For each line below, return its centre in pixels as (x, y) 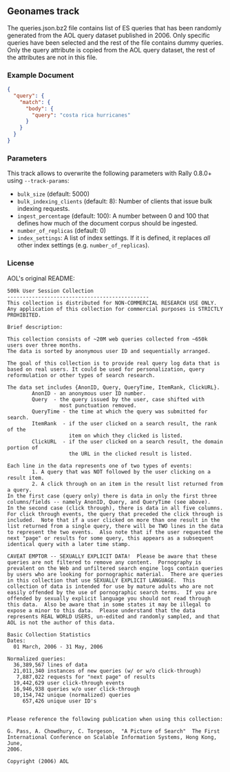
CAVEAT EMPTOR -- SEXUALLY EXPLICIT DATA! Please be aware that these (112, 556)
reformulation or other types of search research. (81, 375)
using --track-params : (39, 181)
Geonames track (43, 11)
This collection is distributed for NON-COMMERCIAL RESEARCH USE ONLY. (112, 303)
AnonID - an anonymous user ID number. (89, 393)
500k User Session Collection (51, 291)
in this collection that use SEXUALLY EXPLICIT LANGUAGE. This (101, 580)
